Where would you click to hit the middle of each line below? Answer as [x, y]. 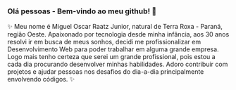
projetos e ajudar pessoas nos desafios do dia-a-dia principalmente [106, 72]
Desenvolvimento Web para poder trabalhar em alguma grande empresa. [113, 49]
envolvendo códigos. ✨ [41, 79]
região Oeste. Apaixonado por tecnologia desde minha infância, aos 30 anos [118, 34]
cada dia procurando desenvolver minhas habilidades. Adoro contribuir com [118, 64]
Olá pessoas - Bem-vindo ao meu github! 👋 [82, 11]
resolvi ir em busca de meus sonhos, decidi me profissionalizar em [104, 42]
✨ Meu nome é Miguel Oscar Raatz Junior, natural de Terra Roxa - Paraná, [115, 27]
